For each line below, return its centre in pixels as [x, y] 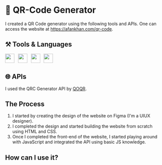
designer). [23, 121]
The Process [25, 104]
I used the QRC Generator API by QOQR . [46, 89]
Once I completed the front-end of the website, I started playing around [85, 137]
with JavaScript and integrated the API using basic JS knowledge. [79, 142]
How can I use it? [32, 157]
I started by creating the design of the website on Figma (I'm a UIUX [81, 116]
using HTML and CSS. [35, 132]
